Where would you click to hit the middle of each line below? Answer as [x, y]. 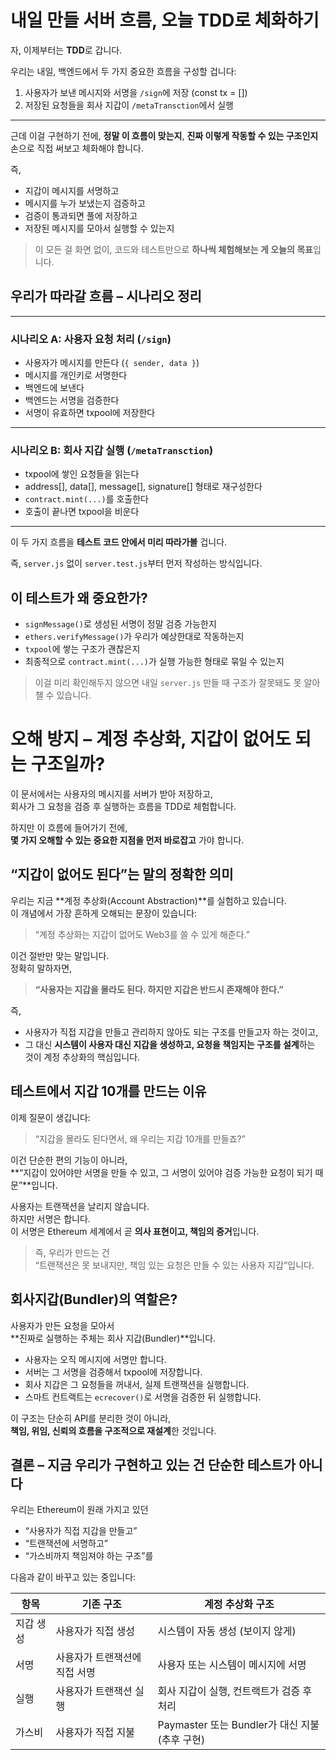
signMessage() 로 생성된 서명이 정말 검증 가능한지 [120, 624]
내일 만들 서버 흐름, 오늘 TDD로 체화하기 [165, 20]
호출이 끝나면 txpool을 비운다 [82, 512]
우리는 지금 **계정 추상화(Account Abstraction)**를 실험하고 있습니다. [148, 900]
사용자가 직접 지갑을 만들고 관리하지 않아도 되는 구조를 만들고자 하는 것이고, [171, 1032]
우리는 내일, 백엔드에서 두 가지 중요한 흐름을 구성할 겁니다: [123, 71]
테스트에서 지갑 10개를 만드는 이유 [108, 1091]
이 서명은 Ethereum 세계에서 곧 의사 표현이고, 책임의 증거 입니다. [135, 1231]
